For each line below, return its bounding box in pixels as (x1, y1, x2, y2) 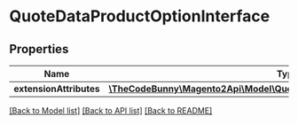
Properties (9, 42, 69, 57)
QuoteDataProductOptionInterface (9, 6, 271, 27)
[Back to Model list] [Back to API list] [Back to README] (9, 105, 213, 116)
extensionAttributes (13, 82, 100, 95)
